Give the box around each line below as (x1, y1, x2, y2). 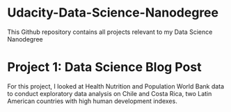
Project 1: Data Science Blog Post (7, 59, 202, 75)
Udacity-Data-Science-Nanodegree (7, 5, 219, 21)
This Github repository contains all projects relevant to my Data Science (7, 28, 213, 36)
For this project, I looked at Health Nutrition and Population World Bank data (7, 82, 225, 91)
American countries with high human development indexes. (7, 97, 177, 105)
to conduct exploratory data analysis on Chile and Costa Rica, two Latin (7, 89, 212, 97)
